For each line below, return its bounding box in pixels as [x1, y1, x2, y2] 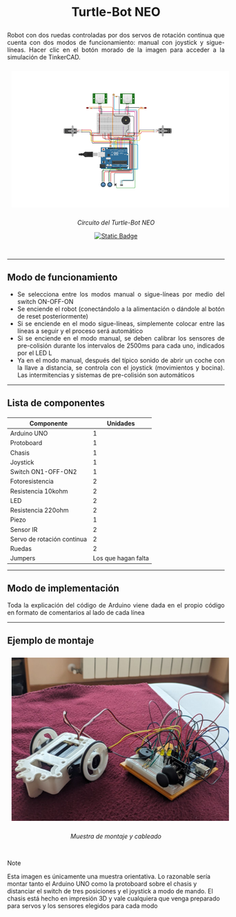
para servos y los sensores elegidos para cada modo [7, 902, 158, 910]
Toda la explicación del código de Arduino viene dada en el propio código [7, 601, 225, 609]
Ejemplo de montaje [7, 635, 95, 646]
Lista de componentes [7, 397, 105, 409]
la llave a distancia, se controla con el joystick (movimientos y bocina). [17, 363, 225, 372]
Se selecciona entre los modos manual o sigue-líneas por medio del [17, 290, 225, 298]
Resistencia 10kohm [10, 486, 68, 495]
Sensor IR [10, 525, 38, 533]
